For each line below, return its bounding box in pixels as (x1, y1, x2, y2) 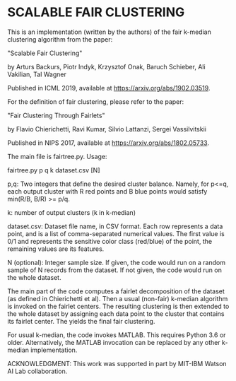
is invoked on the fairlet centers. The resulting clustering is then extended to (7, 302, 230, 310)
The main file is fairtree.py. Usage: (7, 152, 107, 160)
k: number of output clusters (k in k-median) (7, 208, 136, 216)
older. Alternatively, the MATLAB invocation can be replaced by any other (7, 338, 220, 346)
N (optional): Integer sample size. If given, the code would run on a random (7, 258, 226, 266)
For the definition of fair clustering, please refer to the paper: (7, 97, 184, 106)
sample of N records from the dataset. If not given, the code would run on (7, 266, 223, 274)
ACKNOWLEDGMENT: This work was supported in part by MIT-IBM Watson (7, 359, 228, 368)
